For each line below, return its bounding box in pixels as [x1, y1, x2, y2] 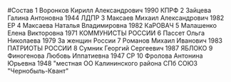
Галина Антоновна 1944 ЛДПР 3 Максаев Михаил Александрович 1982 [7, 14, 225, 22]
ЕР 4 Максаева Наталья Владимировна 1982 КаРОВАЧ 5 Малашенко [7, 21, 217, 29]
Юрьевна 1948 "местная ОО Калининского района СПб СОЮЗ [7, 59, 198, 67]
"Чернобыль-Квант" [7, 67, 69, 75]
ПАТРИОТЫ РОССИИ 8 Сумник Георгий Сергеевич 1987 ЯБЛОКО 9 [7, 44, 213, 52]
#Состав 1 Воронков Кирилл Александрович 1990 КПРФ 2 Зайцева [7, 6, 212, 14]
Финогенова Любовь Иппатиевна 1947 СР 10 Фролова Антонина [7, 51, 203, 60]
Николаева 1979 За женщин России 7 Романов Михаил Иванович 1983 [7, 36, 223, 45]
